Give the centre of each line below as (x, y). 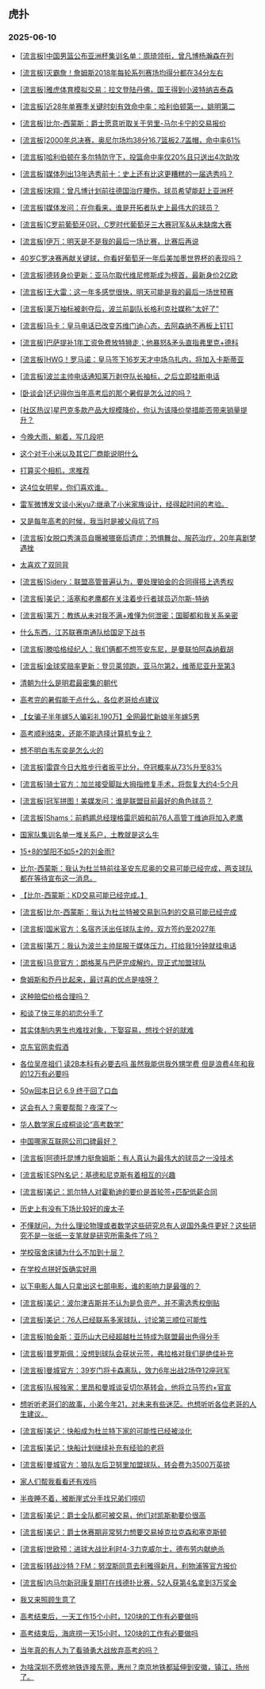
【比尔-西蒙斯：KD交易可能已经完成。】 (84, 895)
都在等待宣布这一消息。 (58, 878)
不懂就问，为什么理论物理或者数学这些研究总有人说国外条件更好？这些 (134, 1225)
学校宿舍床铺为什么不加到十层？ (72, 1252)
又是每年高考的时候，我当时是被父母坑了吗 (89, 521)
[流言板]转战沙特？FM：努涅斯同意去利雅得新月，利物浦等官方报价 (128, 1565)
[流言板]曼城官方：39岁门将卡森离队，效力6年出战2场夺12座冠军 (125, 1370)
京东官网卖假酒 (44, 1047)
